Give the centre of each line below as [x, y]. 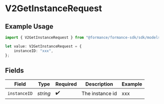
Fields [15, 70]
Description [99, 84]
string [44, 93]
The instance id [99, 93]
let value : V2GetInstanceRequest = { [43, 46]
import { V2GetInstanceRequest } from [44, 37]
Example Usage [29, 26]
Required [66, 84]
